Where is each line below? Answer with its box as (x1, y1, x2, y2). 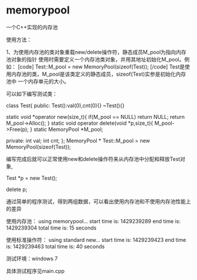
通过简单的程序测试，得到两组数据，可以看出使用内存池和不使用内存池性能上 (6, 197, 191, 205)
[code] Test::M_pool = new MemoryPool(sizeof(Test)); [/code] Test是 (17, 63, 185, 70)
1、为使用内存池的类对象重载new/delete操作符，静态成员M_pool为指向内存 (6, 48, 186, 56)
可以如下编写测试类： (6, 90, 57, 97)
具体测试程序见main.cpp (6, 267, 64, 274)
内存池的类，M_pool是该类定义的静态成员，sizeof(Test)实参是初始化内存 (11, 70, 186, 77)
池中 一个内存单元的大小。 (6, 77, 69, 85)
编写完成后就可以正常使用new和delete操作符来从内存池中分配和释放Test (6, 155, 181, 162)
